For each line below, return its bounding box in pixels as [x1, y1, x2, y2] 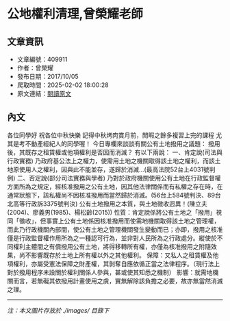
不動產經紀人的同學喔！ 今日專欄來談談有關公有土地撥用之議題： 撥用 [25, 139, 220, 147]
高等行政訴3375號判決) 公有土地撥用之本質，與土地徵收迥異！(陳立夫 [12, 200, 207, 208]
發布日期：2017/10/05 [16, 73, 79, 80]
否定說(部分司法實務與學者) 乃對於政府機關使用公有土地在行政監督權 [29, 174, 221, 182]
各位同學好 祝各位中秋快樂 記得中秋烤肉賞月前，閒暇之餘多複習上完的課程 [7, 131, 214, 139]
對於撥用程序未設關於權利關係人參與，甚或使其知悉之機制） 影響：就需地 [7, 268, 213, 276]
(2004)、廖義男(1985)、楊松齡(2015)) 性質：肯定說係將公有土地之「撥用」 [7, 208, 216, 216]
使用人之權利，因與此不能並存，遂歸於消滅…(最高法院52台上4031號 [18, 165, 210, 174]
